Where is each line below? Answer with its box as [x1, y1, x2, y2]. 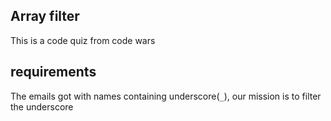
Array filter [10, 8, 80, 25]
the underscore [10, 100, 74, 113]
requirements [10, 64, 97, 81]
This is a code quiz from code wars [10, 34, 156, 46]
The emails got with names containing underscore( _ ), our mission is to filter [10, 90, 322, 102]
